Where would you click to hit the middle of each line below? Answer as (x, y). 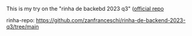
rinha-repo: (20, 20)
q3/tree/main (23, 27)
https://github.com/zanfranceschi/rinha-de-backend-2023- (111, 20)
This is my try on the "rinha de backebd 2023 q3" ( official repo (85, 9)
